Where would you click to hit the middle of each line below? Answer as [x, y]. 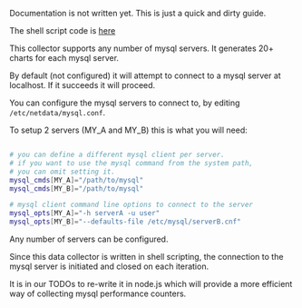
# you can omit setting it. [63, 172]
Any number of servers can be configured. [89, 239]
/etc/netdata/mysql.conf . [58, 112]
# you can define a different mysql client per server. [117, 154]
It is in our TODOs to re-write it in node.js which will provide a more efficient [151, 284]
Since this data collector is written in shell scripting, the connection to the [146, 257]
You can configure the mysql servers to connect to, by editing [125, 103]
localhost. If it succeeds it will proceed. [83, 85]
